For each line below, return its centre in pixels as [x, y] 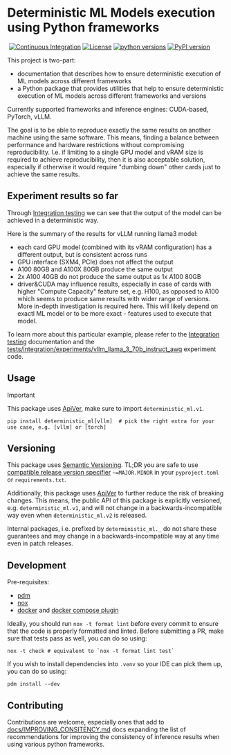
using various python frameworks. [56, 744]
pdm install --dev [34, 684]
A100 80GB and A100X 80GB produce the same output [95, 269]
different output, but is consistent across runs [82, 254]
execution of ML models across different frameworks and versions [112, 96]
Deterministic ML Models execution [111, 13]
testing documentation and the [51, 341]
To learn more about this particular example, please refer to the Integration [113, 334]
